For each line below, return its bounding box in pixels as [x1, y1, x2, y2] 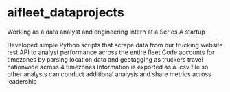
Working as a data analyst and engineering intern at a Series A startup [7, 27, 206, 36]
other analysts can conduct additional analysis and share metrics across [7, 70, 211, 78]
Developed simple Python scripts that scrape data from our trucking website [7, 41, 223, 49]
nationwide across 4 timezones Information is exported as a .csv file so [7, 62, 209, 71]
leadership [7, 77, 38, 85]
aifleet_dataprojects [7, 5, 125, 21]
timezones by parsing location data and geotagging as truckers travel [7, 55, 204, 63]
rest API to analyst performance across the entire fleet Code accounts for [7, 48, 215, 56]
